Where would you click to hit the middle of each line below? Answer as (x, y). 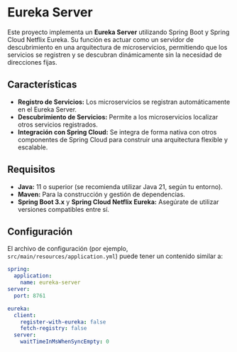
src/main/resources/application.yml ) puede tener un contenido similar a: (115, 256)
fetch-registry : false (54, 329)
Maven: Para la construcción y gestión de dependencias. (101, 194)
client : (25, 315)
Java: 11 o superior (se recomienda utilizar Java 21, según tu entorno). (120, 186)
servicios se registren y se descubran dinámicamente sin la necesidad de (115, 55)
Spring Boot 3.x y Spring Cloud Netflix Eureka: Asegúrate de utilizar (118, 202)
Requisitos (31, 170)
